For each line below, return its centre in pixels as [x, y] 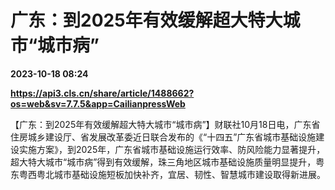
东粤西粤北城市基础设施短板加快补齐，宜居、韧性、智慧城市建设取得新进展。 [168, 174]
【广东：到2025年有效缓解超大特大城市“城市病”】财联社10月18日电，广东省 [165, 124]
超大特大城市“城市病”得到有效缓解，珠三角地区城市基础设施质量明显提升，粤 [167, 162]
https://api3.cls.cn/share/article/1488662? [102, 93]
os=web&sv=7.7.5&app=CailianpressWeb [98, 103]
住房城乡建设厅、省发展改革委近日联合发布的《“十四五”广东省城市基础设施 [163, 137]
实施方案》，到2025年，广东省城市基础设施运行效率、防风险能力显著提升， [172, 149]
